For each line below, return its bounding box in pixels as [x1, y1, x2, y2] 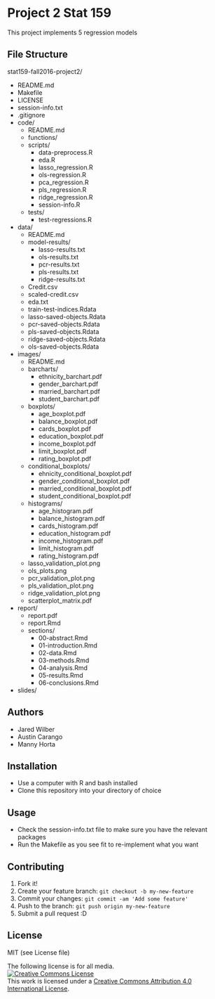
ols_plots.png [27, 566, 67, 574]
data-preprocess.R [38, 148, 93, 156]
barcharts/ [27, 364, 58, 373]
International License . [7, 984, 70, 993]
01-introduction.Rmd [38, 641, 98, 650]
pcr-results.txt [38, 260, 80, 269]
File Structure [7, 49, 68, 60]
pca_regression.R [38, 178, 89, 186]
